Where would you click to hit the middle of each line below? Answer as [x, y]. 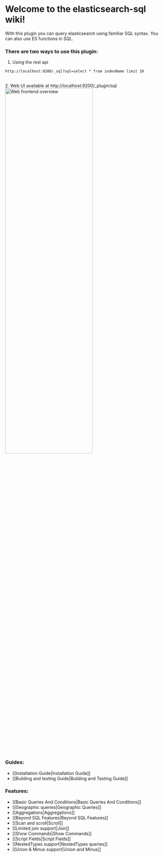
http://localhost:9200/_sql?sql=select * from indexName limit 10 [75, 71]
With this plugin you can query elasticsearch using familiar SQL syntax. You [82, 33]
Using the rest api [30, 62]
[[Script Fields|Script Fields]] [41, 839]
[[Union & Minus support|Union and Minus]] [57, 849]
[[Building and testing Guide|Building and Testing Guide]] [70, 778]
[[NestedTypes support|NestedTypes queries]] [60, 844]
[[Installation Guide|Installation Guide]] [51, 773]
